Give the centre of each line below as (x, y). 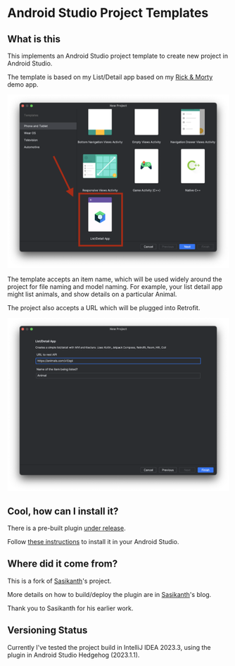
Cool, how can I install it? (63, 511)
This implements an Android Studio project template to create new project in (118, 56)
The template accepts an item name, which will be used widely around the (115, 279)
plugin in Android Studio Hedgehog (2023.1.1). (74, 655)
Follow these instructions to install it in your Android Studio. (93, 542)
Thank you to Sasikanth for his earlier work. (70, 608)
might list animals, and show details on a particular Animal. (92, 295)
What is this (34, 39)
